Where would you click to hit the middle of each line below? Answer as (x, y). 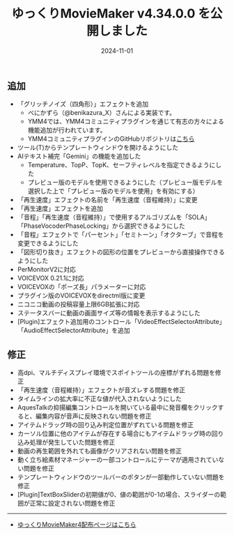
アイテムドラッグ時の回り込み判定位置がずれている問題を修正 (105, 425)
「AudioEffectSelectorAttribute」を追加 (73, 330)
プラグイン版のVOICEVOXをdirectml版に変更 (81, 295)
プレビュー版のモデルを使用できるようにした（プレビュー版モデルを (125, 183)
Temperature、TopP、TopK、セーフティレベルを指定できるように (122, 165)
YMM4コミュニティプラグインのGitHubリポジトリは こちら (111, 139)
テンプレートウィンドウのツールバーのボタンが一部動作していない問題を (121, 477)
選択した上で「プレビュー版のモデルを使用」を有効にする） (113, 191)
